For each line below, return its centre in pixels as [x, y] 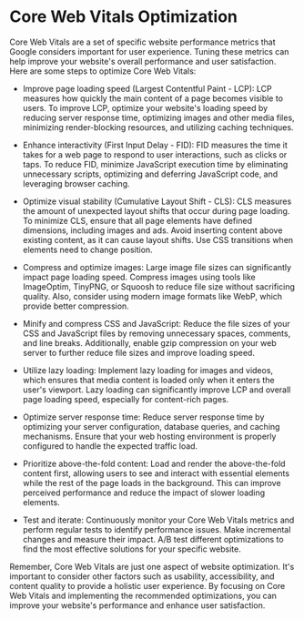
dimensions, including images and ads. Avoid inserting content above [152, 230]
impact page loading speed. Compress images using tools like [139, 277]
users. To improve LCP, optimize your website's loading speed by [145, 107]
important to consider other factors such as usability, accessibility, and [142, 576]
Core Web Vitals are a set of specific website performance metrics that [142, 42]
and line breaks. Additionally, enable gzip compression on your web [149, 342]
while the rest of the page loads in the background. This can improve [152, 483]
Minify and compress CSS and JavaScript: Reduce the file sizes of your [157, 323]
